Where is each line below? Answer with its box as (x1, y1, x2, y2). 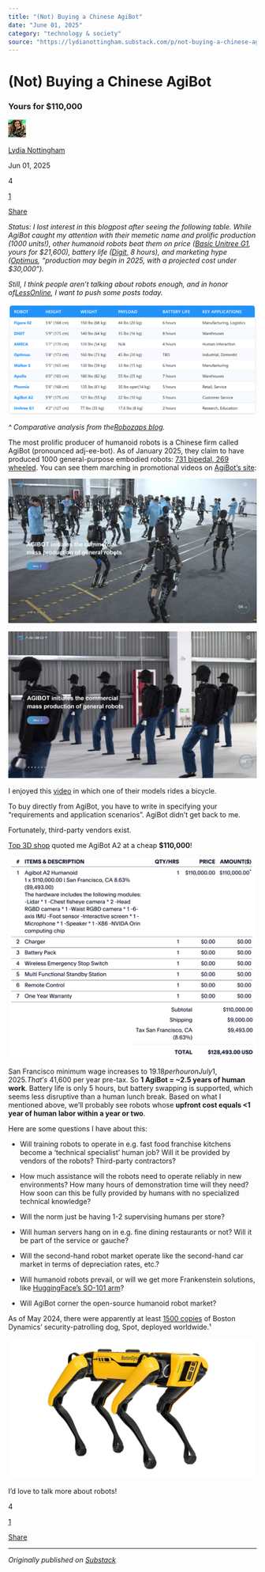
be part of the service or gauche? (19, 1236, 129, 1245)
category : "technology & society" (8, 29, 122, 37)
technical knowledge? (19, 1197, 91, 1206)
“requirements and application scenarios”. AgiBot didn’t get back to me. (8, 810, 241, 820)
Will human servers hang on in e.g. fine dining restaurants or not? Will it (19, 1227, 252, 1237)
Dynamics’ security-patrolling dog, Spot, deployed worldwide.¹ (8, 1322, 211, 1332)
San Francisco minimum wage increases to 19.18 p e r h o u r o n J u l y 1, (8, 1066, 218, 1076)
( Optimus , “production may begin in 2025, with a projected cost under (8, 256, 237, 265)
